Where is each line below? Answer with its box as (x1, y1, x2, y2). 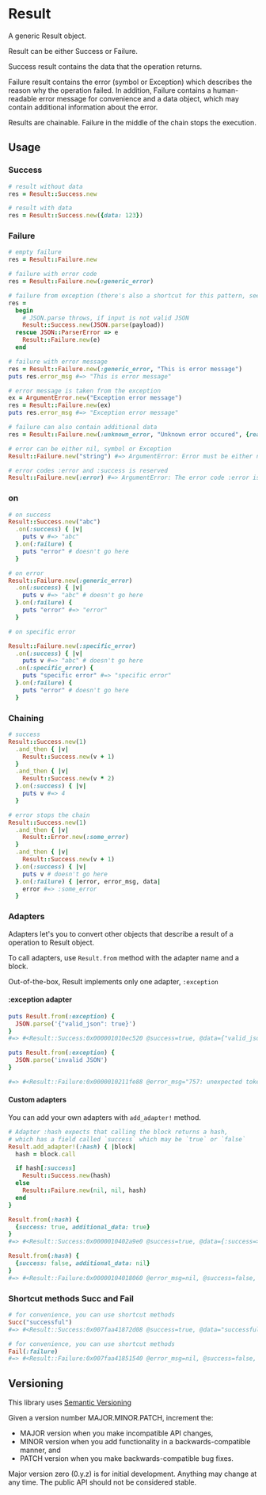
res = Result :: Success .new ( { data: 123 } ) (8, 212, 144, 220)
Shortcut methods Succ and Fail (8, 1293, 135, 1304)
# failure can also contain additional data (8, 424, 158, 431)
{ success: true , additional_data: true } (15, 1223, 150, 1231)
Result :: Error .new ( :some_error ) (22, 834, 129, 841)
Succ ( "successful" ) (8, 1318, 73, 1326)
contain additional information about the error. (8, 102, 158, 112)
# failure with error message (8, 358, 108, 366)
